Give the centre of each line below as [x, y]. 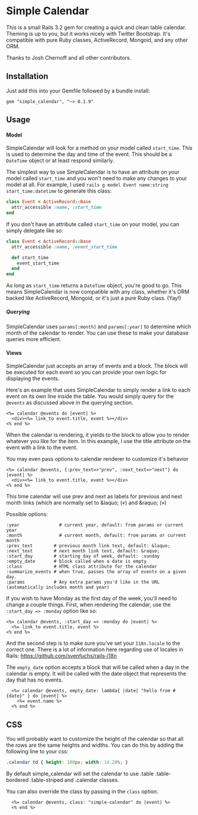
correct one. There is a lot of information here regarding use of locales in [95, 650]
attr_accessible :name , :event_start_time [64, 247]
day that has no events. [35, 680]
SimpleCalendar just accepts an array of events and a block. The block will [97, 366]
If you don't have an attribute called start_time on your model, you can [93, 224]
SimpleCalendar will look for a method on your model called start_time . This [99, 148]
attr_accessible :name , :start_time [56, 208]
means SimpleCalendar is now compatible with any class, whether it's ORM [98, 292]
